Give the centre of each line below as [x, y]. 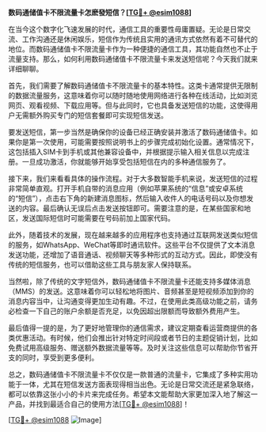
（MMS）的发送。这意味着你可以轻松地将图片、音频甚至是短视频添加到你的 [131, 291]
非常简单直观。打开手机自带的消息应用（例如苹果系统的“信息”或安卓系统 [126, 188]
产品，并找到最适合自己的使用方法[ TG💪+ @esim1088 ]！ [99, 404]
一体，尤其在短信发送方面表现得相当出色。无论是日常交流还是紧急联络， [140, 384]
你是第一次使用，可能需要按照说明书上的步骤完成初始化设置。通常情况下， [136, 142]
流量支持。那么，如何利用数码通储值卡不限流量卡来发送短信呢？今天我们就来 [133, 59]
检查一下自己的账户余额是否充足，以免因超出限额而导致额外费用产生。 [129, 311]
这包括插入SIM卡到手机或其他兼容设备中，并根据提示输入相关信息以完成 [125, 152]
